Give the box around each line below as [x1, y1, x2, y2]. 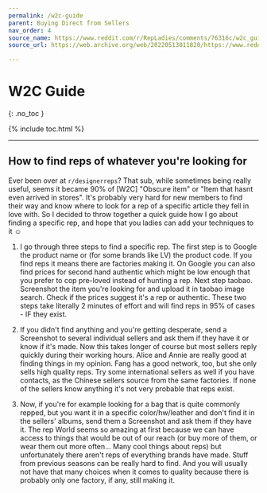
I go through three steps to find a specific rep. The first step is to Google [19, 242, 257, 251]
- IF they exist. [19, 309, 68, 319]
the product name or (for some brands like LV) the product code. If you [19, 250, 253, 259]
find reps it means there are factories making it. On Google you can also [19, 258, 256, 268]
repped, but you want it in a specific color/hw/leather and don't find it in [19, 407, 255, 417]
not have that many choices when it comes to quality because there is [19, 467, 249, 476]
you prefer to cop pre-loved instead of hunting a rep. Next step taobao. [19, 275, 253, 285]
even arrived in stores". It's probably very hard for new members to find [8, 192, 243, 202]
